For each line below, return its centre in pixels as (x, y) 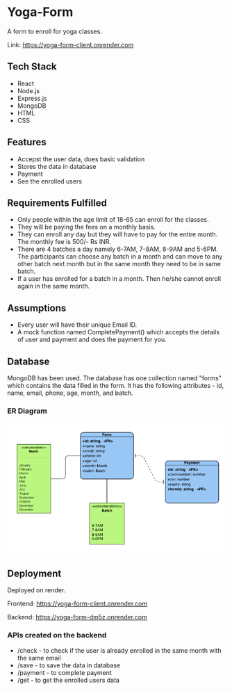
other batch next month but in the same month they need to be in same (119, 264)
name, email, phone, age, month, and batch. (70, 393)
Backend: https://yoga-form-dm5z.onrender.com (77, 617)
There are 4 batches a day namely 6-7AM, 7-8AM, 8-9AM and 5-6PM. (118, 249)
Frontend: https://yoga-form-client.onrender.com (77, 604)
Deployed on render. (36, 590)
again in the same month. (53, 286)
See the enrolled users (49, 181)
